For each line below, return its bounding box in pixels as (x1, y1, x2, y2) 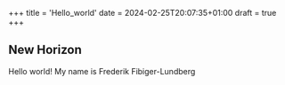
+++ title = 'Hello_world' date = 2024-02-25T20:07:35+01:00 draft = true (8, 8, 277, 18)
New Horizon (8, 42, 82, 58)
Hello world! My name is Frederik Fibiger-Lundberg (8, 66, 196, 76)
